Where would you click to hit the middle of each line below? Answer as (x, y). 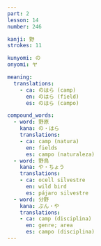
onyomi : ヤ (23, 65)
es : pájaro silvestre (57, 193)
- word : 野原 (31, 122)
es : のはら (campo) (52, 103)
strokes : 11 (24, 46)
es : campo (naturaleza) (60, 154)
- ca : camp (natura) (49, 141)
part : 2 (18, 14)
